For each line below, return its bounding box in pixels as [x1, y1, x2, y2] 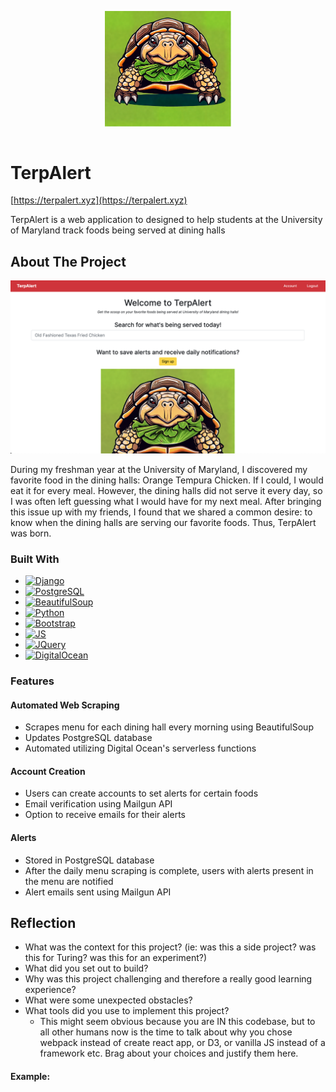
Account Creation [10, 765, 86, 777]
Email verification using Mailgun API [24, 798, 173, 810]
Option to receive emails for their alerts [24, 809, 186, 821]
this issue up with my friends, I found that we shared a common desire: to [10, 506, 313, 518]
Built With [10, 552, 60, 566]
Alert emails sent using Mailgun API [24, 886, 172, 898]
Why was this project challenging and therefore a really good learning [24, 973, 313, 985]
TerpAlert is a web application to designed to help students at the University [10, 214, 323, 226]
